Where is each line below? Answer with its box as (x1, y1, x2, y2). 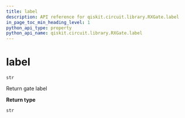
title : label (6, 8, 38, 15)
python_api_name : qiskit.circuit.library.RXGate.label (6, 30, 143, 36)
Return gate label (6, 85, 47, 92)
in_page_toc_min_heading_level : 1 (6, 19, 91, 25)
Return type (6, 96, 36, 103)
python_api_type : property (6, 25, 72, 31)
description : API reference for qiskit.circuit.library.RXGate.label (6, 14, 180, 20)
